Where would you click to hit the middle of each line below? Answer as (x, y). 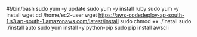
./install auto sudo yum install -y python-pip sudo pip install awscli (87, 27)
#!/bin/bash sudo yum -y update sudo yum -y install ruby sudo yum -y (93, 9)
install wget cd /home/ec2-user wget (52, 15)
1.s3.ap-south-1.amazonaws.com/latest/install (63, 21)
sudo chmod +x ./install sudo (156, 21)
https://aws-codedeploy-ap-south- (141, 15)
